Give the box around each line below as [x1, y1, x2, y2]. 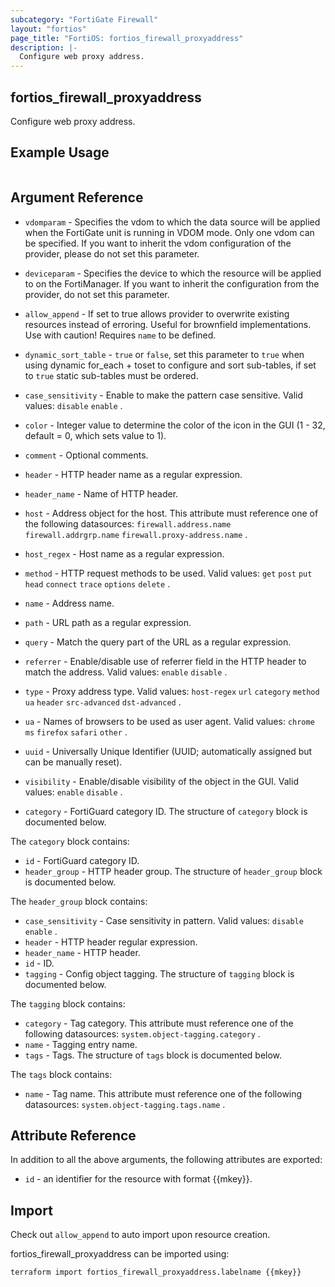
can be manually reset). [24, 756, 123, 768]
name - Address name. [24, 597, 115, 609]
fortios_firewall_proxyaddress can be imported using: [10, 1248, 230, 1260]
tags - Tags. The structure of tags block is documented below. [24, 1049, 283, 1061]
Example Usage [10, 144, 110, 161]
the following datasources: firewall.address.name [24, 517, 232, 530]
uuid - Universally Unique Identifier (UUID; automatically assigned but [24, 745, 313, 757]
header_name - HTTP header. [24, 946, 141, 958]
